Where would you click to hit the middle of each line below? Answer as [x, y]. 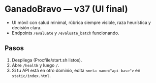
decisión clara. [27, 27]
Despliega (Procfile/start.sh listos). [47, 60]
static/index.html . [31, 75]
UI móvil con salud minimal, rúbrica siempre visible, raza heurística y [81, 22]
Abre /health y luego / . [35, 65]
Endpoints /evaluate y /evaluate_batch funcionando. [65, 33]
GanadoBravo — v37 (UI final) [66, 9]
